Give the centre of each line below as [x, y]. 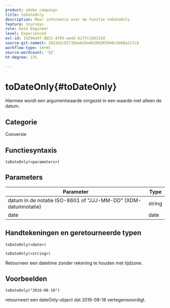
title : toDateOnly [25, 15]
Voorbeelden [26, 279]
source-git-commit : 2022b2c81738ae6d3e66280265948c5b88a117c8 [72, 43]
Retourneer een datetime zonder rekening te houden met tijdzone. [74, 263]
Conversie [16, 134]
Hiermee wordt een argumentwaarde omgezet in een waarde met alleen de [83, 101]
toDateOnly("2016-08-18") [32, 290]
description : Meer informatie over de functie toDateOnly [68, 19]
